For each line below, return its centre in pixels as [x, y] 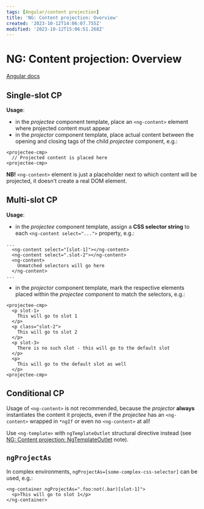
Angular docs [23, 76]
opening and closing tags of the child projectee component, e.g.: [96, 141]
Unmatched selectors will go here [61, 265]
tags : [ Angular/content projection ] [53, 12]
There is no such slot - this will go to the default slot [94, 348]
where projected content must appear [63, 128]
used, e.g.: [20, 478]
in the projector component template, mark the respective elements [100, 287]
